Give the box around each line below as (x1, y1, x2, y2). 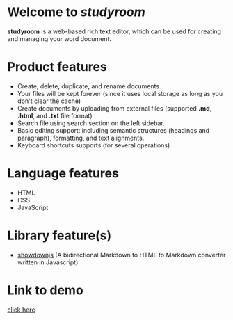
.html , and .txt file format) (17, 111, 93, 120)
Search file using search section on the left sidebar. (17, 119, 165, 127)
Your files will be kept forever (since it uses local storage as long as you (17, 89, 223, 97)
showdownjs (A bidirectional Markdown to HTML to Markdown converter (17, 250, 226, 259)
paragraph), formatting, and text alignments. (17, 134, 145, 142)
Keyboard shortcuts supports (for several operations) (17, 141, 170, 150)
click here (7, 305, 36, 314)
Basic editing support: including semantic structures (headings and (17, 126, 210, 134)
